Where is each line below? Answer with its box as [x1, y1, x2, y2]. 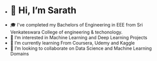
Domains [10, 50, 29, 56]
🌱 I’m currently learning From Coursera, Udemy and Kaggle [10, 40, 135, 46]
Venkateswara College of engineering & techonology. [10, 29, 123, 35]
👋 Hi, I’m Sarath [10, 5, 77, 16]
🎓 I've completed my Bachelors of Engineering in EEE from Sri [10, 21, 143, 27]
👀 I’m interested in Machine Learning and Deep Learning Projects [10, 34, 147, 40]
